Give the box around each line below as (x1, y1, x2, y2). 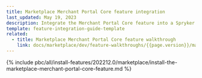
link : (17, 43, 31, 49)
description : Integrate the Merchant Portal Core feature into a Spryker (6, 20, 195, 26)
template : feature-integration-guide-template (6, 25, 125, 32)
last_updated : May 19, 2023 (6, 14, 77, 20)
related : (6, 31, 28, 37)
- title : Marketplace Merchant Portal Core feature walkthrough (11, 37, 176, 43)
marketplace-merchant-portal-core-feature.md (6, 65, 123, 72)
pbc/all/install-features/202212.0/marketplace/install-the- (34, 58, 177, 66)
